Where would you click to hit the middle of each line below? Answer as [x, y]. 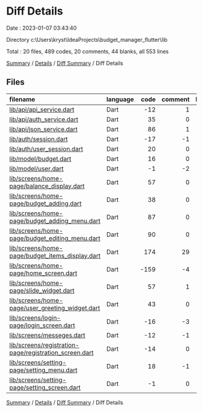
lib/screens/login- [35, 317]
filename [22, 99]
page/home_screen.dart [43, 273]
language [120, 99]
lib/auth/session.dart [39, 139]
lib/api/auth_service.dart [44, 119]
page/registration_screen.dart [51, 353]
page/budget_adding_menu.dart [55, 221]
